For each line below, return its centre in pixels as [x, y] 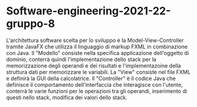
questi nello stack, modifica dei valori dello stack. [67, 97]
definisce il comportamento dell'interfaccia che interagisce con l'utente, [95, 84]
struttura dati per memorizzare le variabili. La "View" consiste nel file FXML [98, 72]
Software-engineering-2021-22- [89, 11]
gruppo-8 [31, 24]
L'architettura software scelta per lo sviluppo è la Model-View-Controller [95, 40]
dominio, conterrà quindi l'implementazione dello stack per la [81, 59]
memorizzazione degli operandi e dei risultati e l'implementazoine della [93, 65]
